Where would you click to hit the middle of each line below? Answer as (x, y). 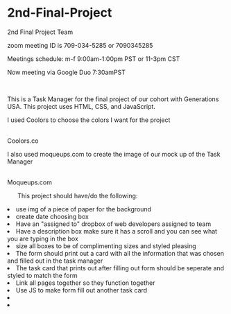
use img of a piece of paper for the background (84, 209)
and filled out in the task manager (55, 261)
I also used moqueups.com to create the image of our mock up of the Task (114, 154)
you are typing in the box (43, 238)
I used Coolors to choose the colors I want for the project (89, 120)
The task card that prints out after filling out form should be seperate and (120, 268)
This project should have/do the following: (77, 195)
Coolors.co (23, 141)
